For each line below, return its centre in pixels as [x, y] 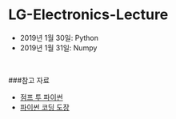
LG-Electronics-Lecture [88, 15]
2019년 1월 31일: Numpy [58, 48]
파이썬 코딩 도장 [44, 107]
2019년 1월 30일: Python [59, 38]
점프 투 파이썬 [41, 97]
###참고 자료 [29, 80]
